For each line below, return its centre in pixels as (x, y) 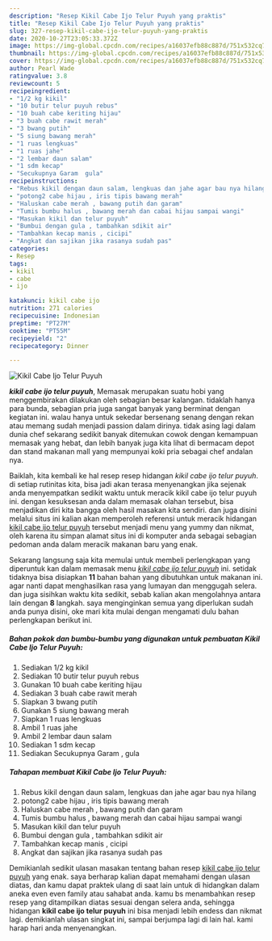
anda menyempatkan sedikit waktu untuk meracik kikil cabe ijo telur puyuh (133, 493)
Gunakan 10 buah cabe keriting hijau (81, 685)
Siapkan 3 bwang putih (59, 702)
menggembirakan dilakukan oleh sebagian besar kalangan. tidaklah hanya (132, 400)
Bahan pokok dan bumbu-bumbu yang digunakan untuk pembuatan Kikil (135, 638)
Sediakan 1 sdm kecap (58, 745)
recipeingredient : (40, 91)
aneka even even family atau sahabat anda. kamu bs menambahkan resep (132, 894)
